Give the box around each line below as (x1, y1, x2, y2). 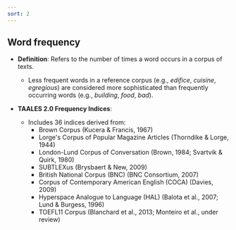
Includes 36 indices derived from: (27, 118, 126, 127)
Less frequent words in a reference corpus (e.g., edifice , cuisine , (27, 76, 216, 84)
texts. (17, 63, 34, 71)
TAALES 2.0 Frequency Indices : (17, 105, 113, 113)
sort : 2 (7, 10, 30, 18)
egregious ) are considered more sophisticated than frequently (27, 84, 209, 92)
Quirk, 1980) (38, 155, 75, 164)
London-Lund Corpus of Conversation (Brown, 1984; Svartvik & (38, 148, 223, 157)
